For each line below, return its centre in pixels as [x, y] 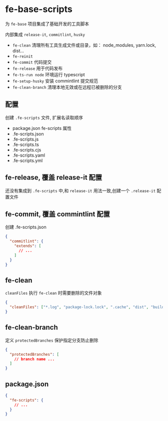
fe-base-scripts [39, 9]
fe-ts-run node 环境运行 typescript [48, 74]
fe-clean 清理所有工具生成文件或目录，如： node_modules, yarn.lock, [84, 45]
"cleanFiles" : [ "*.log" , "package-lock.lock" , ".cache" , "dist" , [79, 307]
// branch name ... [34, 359]
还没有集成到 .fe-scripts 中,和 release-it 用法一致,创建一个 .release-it [80, 190]
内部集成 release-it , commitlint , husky [45, 34]
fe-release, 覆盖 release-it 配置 [54, 177]
